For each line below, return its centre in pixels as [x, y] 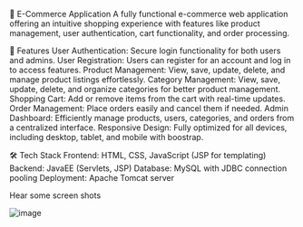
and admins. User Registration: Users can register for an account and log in [150, 60]
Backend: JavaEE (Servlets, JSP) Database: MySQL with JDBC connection [148, 168]
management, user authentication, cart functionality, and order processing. [150, 33]
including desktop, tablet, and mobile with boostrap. [107, 137]
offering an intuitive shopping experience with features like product [135, 24]
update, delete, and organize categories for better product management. [145, 89]
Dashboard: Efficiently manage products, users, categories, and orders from [152, 118]
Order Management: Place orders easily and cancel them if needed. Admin [149, 108]
